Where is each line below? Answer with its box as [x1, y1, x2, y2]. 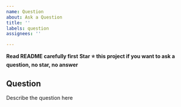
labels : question [6, 25, 49, 32]
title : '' [6, 20, 31, 26]
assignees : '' [6, 31, 42, 37]
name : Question [6, 8, 44, 15]
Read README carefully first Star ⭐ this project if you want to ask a [6, 53, 176, 60]
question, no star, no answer [6, 61, 79, 68]
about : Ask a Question [6, 14, 63, 20]
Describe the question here [6, 94, 73, 101]
